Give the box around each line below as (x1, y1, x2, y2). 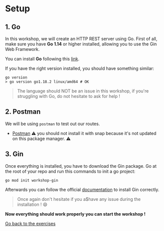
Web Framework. (5, 46, 40, 52)
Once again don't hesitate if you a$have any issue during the (17, 196, 141, 202)
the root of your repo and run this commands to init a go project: (5, 168, 135, 174)
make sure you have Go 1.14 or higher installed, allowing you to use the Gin (5, 41, 157, 47)
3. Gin (5, 150, 24, 158)
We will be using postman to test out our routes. (5, 121, 100, 127)
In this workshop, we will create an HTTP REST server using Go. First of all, (5, 36, 158, 42)
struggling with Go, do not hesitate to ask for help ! (17, 93, 121, 99)
